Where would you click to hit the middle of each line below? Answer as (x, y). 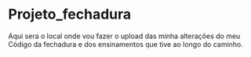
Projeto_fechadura (70, 14)
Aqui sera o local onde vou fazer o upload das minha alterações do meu (124, 36)
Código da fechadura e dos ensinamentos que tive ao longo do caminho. (125, 44)
